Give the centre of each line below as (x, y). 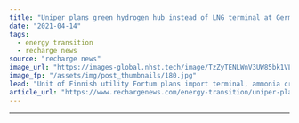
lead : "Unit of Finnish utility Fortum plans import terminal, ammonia (145, 84)
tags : (19, 34)
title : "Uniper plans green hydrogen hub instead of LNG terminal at (141, 17)
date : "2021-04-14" (45, 26)
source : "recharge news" (55, 59)
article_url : (33, 92)
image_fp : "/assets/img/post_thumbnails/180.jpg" (103, 76)
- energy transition (55, 42)
